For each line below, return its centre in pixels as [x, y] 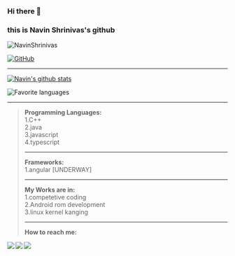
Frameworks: [44, 162]
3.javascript [41, 135]
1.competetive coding [55, 197]
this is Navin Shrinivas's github [61, 29]
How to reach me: [50, 232]
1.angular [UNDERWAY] [58, 170]
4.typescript [42, 142]
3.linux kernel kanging [56, 212]
